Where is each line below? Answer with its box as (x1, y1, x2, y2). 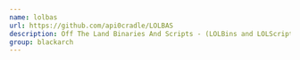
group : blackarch (9, 37, 74, 47)
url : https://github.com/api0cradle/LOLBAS (9, 21, 174, 30)
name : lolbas (9, 12, 58, 22)
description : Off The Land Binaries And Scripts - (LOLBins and (9, 29, 254, 38)
